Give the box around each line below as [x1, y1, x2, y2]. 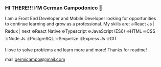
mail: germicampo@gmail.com [5, 56, 65, 63]
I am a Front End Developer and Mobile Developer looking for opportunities [5, 16, 156, 22]
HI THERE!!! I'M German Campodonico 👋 [5, 4, 103, 11]
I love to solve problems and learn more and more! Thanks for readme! [5, 47, 147, 53]
